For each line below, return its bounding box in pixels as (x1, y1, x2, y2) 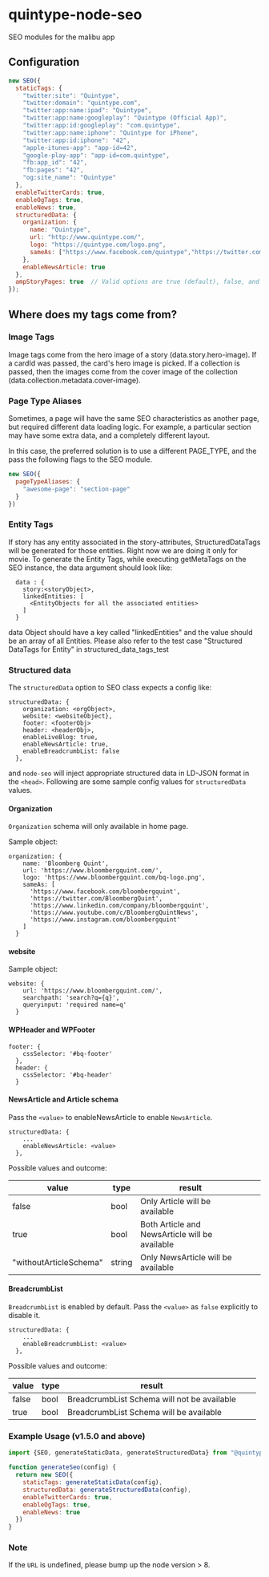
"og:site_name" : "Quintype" (22, 174, 116, 182)
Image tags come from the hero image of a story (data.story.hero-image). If (8, 350, 257, 359)
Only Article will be (139, 1195, 211, 1207)
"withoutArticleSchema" (12, 1256, 103, 1268)
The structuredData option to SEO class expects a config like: (8, 683, 212, 693)
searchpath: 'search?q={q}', (22, 994, 120, 1002)
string (110, 1256, 133, 1268)
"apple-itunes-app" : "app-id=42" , (22, 144, 138, 152)
